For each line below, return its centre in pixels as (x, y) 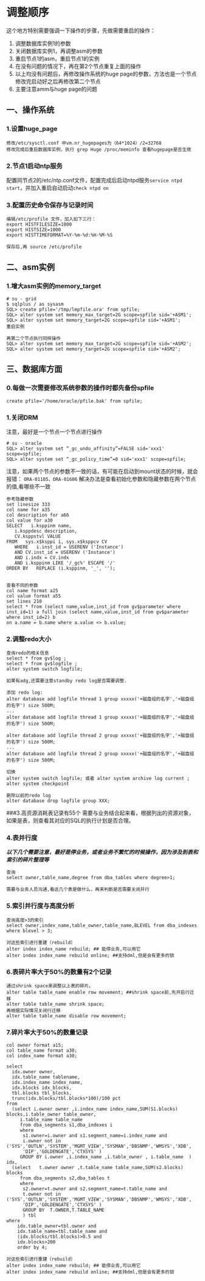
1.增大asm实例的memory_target (54, 286)
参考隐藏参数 (20, 499)
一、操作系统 (30, 110)
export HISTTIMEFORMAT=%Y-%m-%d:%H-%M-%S (60, 235)
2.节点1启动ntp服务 (34, 166)
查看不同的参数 (22, 585)
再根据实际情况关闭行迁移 (33, 1011)
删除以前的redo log (29, 796)
